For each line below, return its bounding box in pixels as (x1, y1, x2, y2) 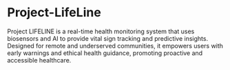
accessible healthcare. (7, 56, 72, 64)
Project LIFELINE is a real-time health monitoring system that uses (7, 27, 195, 35)
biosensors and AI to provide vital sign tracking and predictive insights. (7, 34, 209, 42)
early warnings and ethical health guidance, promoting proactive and (7, 49, 203, 57)
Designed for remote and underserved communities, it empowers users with (7, 41, 224, 50)
